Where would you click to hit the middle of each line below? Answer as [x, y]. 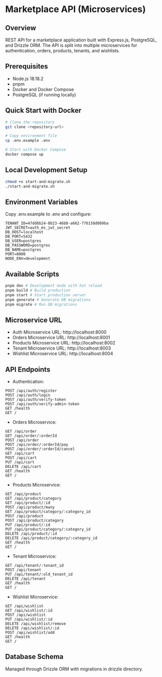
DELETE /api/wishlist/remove [36, 624]
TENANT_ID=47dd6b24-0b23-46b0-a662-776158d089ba [57, 223]
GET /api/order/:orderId [31, 436]
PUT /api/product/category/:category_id [48, 529]
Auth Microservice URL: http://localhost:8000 [59, 332]
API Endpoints [28, 369]
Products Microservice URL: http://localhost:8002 [64, 343]
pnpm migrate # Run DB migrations [41, 304]
